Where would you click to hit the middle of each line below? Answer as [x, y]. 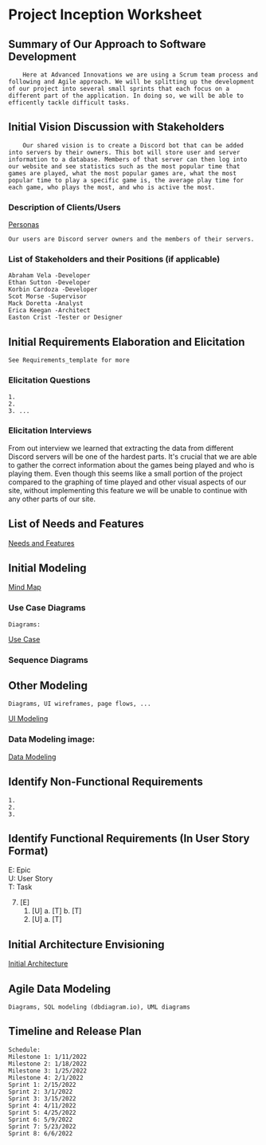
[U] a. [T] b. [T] [57, 911]
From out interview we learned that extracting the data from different [121, 448]
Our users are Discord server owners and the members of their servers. [131, 239]
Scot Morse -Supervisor [48, 296]
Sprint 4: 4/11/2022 [43, 1105]
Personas [24, 225]
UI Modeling [28, 719]
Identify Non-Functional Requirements [106, 782]
